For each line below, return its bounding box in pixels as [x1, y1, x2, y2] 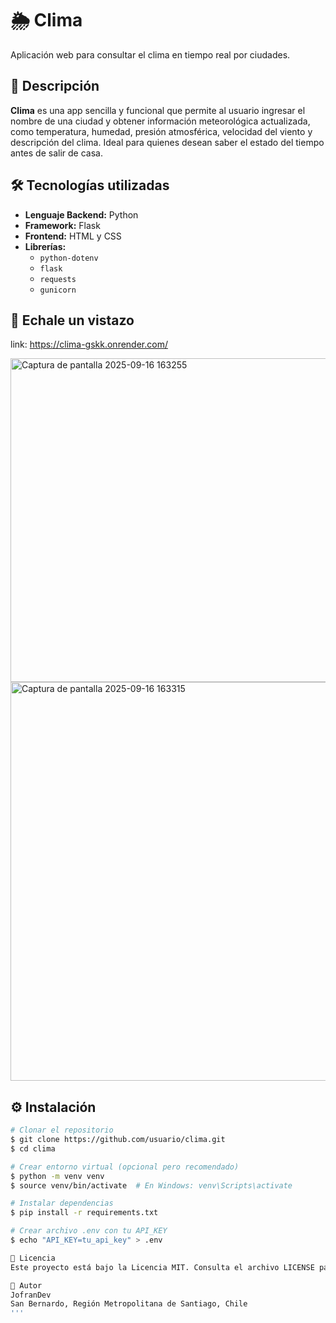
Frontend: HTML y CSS [24, 230, 122, 242]
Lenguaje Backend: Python [24, 208, 139, 221]
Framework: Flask [24, 219, 101, 231]
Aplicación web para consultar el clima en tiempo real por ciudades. [10, 48, 291, 61]
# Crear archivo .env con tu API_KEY [10, 1226, 168, 1236]
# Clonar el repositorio [10, 1125, 114, 1136]
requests [39, 274, 77, 284]
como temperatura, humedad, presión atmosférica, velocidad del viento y [10, 125, 313, 137]
